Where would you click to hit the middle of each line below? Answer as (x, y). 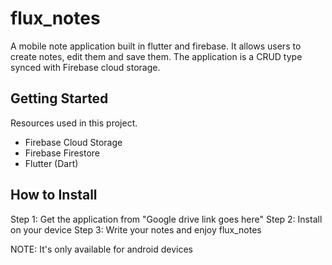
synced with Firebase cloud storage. (85, 67)
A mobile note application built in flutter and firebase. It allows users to (156, 46)
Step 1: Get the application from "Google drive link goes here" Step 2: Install (166, 219)
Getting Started (59, 98)
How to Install (54, 195)
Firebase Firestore (62, 153)
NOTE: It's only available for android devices (101, 249)
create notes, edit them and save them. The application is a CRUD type (156, 56)
